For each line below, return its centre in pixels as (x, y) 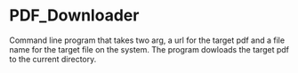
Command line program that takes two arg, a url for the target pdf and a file (147, 40)
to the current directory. (53, 59)
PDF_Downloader (74, 16)
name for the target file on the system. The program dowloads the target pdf (149, 49)
